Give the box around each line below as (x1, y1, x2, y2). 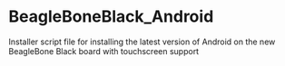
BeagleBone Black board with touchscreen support (8, 45, 200, 56)
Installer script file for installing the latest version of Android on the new (8, 36, 276, 47)
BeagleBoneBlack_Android (8, 6, 214, 27)
